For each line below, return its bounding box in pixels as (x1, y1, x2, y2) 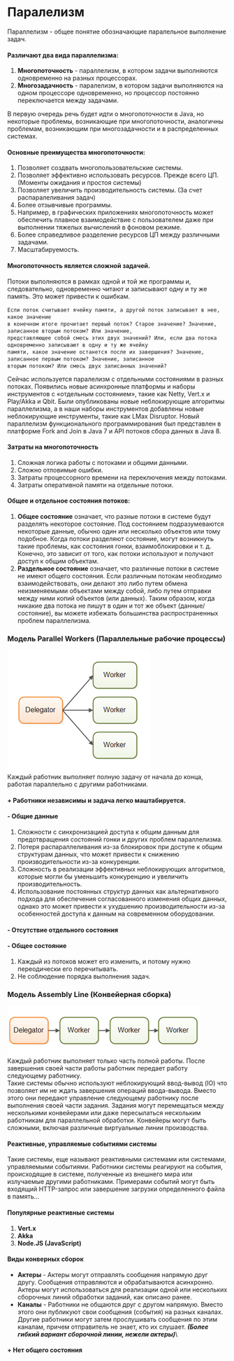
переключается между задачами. (17, 96, 119, 105)
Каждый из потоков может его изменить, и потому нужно (17, 957, 191, 965)
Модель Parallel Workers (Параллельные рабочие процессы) (7, 634, 226, 643)
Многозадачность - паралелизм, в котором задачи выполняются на (17, 81, 224, 90)
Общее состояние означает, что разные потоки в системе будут (17, 512, 212, 520)
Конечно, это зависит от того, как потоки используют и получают (17, 549, 214, 557)
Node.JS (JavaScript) (17, 1238, 82, 1247)
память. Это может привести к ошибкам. (7, 292, 131, 300)
